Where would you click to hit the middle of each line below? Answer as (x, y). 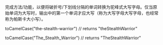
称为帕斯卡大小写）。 (25, 19)
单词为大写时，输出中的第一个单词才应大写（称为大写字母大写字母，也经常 (84, 13)
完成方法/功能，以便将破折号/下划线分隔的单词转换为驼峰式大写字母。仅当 (79, 7)
